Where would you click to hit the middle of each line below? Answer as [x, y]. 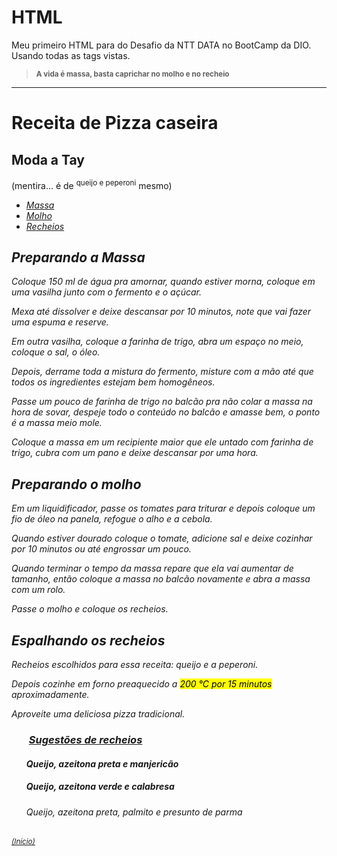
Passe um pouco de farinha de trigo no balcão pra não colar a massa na [162, 402]
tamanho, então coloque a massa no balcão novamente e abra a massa [161, 579]
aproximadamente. [50, 695]
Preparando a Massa [78, 257]
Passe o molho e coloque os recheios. [90, 609]
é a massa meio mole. [57, 423]
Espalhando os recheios [88, 640]
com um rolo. [38, 590]
